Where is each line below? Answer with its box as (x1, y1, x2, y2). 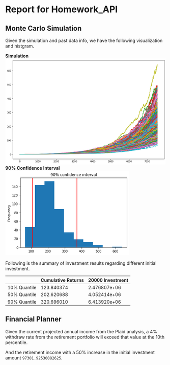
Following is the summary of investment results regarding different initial (5, 260, 157, 266)
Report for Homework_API (5, 4, 118, 15)
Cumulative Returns (40, 277, 84, 283)
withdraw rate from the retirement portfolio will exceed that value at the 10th (5, 334, 164, 340)
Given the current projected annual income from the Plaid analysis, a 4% (5, 328, 158, 334)
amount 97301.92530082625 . (5, 354, 63, 361)
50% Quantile (7, 291, 37, 298)
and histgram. (5, 43, 35, 49)
